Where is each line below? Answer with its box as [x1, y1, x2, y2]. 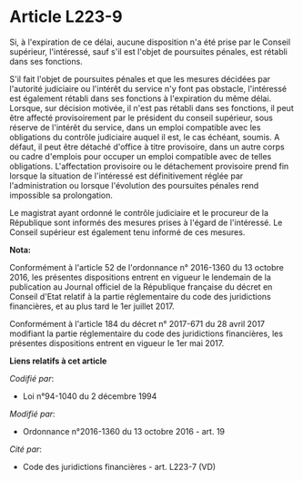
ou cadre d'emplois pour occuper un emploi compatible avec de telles [9, 150, 272, 161]
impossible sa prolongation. [9, 189, 114, 200]
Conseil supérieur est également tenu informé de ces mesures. [9, 226, 246, 238]
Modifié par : [9, 408, 56, 419]
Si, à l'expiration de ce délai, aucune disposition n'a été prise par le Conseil [9, 36, 291, 47]
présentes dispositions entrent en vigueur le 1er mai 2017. [9, 337, 225, 348]
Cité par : [9, 444, 43, 455]
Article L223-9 [9, 6, 123, 27]
